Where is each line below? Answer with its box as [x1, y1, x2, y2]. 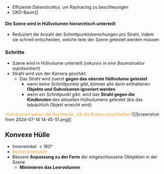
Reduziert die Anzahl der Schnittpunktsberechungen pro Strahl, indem [12, 31, 154, 37]
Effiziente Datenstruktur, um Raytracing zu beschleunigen [12, 4, 129, 10]
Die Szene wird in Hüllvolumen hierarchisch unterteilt [5, 21, 116, 26]
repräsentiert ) [12, 65, 41, 71]
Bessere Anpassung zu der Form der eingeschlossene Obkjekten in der [12, 154, 158, 160]
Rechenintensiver [12, 149, 47, 155]
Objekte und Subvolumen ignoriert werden [26, 86, 116, 92]
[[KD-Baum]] [12, 9, 38, 15]
